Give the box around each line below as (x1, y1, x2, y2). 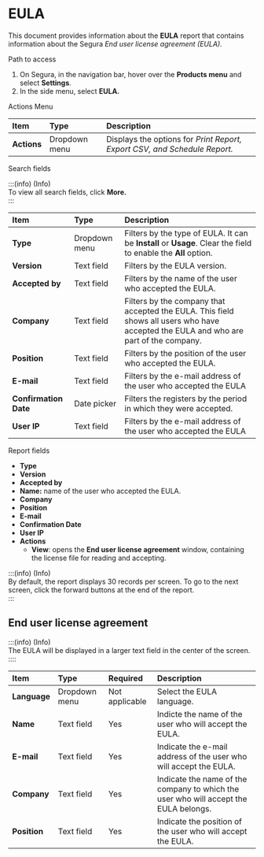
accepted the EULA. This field (124, 305, 234, 316)
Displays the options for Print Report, (105, 133, 242, 144)
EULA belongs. (156, 803, 212, 814)
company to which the (156, 783, 240, 794)
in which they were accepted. (124, 403, 233, 414)
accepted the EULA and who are (124, 325, 244, 336)
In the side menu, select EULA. (19, 86, 120, 95)
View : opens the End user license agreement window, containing (31, 544, 245, 554)
